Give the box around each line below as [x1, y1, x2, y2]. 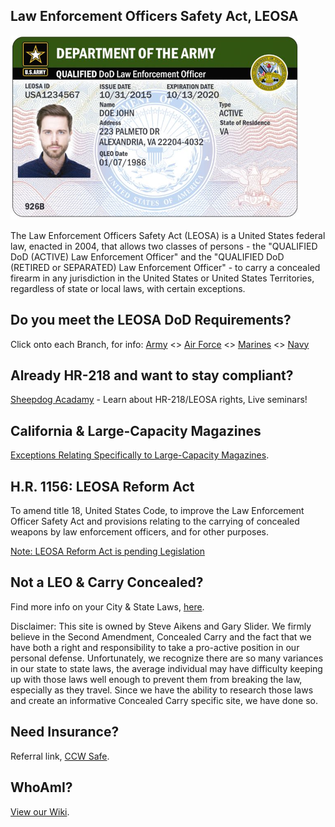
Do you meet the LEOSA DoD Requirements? [10, 312, 292, 329]
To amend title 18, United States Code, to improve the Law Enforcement [10, 505, 305, 517]
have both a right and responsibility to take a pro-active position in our [10, 641, 300, 653]
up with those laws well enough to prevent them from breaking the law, [10, 673, 303, 685]
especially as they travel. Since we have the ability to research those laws [10, 684, 314, 696]
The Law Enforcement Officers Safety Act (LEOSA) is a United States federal [10, 229, 326, 241]
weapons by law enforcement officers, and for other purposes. [10, 526, 270, 538]
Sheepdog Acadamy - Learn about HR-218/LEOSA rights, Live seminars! [10, 394, 308, 406]
